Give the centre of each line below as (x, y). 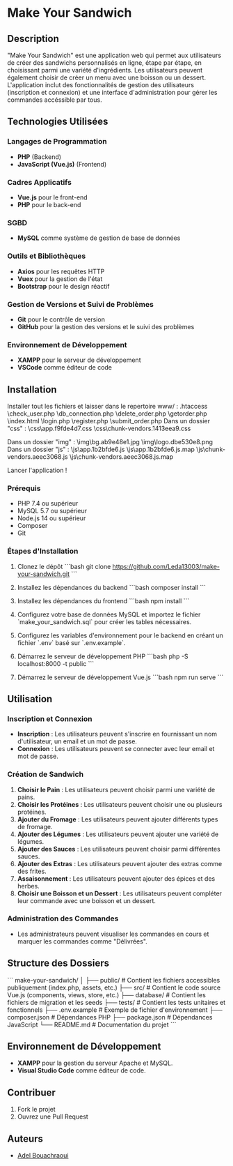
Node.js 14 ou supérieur (51, 518)
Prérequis (24, 488)
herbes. (28, 886)
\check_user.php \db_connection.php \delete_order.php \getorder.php (107, 414)
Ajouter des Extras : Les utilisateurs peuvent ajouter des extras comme (120, 863)
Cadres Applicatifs (39, 182)
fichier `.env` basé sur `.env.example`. (71, 642)
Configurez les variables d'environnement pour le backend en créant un (120, 635)
